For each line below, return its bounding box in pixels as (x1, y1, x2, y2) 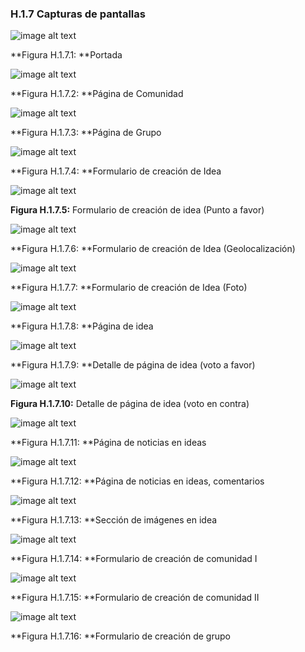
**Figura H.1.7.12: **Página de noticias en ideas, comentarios (10, 475, 265, 487)
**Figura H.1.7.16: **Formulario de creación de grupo (10, 630, 231, 642)
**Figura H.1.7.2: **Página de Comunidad (10, 88, 184, 100)
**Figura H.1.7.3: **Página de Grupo (10, 127, 162, 139)
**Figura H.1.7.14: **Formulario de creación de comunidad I (10, 553, 258, 565)
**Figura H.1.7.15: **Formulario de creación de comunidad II (10, 592, 260, 604)
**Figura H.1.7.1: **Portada (10, 49, 123, 61)
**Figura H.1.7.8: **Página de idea (10, 320, 154, 332)
